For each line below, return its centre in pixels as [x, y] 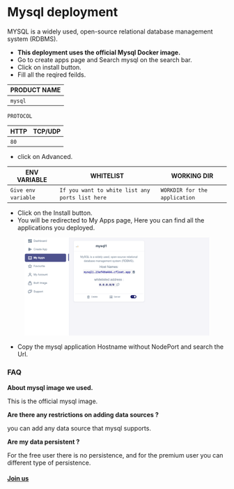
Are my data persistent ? [44, 442]
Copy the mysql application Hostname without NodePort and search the [120, 347]
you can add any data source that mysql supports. [79, 428]
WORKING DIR [192, 176]
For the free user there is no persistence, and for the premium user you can [115, 455]
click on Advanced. [45, 157]
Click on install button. [49, 67]
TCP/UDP [47, 131]
